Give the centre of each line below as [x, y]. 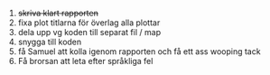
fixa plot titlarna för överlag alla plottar [89, 23]
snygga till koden [50, 42]
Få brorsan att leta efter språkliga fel [85, 61]
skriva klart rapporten [58, 13]
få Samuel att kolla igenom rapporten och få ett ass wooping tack [139, 52]
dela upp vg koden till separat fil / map [89, 32]
